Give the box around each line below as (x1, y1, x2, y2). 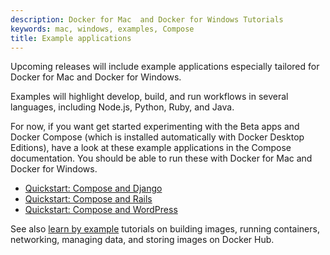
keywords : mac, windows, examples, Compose (10, 24, 195, 34)
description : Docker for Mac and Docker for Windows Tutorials (10, 14, 284, 25)
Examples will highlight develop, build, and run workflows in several (10, 91, 289, 103)
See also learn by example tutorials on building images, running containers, (10, 223, 320, 235)
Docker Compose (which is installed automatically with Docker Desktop (10, 131, 305, 143)
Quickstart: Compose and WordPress (24, 204, 178, 216)
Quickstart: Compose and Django (24, 182, 163, 195)
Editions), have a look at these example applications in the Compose (10, 142, 292, 154)
